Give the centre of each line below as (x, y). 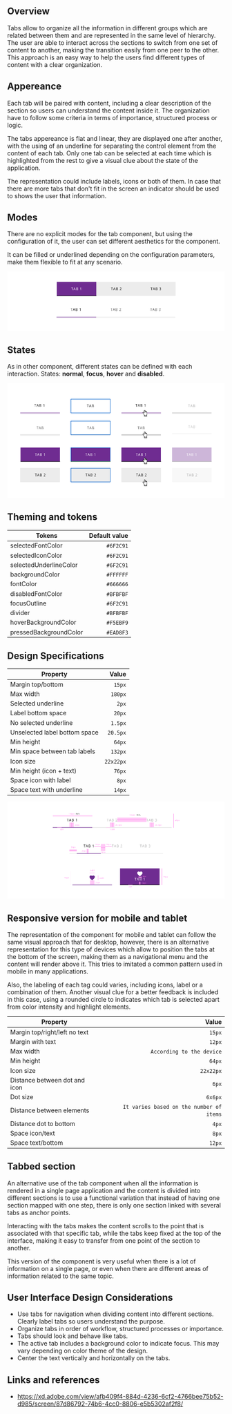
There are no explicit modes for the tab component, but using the (100, 234)
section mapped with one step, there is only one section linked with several (114, 1205)
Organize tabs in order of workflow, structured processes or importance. (120, 1329)
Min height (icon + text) (43, 771)
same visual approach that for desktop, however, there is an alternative (108, 942)
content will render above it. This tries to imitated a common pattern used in (115, 964)
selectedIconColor (36, 555)
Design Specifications (56, 656)
